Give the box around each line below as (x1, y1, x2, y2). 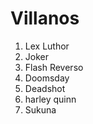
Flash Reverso (24, 61, 84, 73)
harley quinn (24, 93, 77, 105)
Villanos (10, 7, 80, 30)
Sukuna (24, 103, 57, 116)
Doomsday (24, 72, 70, 84)
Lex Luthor (24, 40, 70, 52)
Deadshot (24, 82, 66, 94)
